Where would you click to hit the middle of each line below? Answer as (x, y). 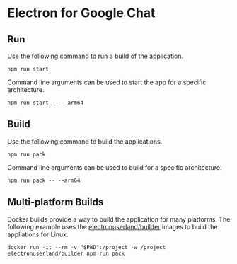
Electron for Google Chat (81, 13)
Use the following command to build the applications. (85, 141)
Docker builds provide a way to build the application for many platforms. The (119, 219)
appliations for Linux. (38, 234)
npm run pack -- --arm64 (44, 180)
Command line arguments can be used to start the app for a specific (107, 82)
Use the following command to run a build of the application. (96, 56)
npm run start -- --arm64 (45, 103)
